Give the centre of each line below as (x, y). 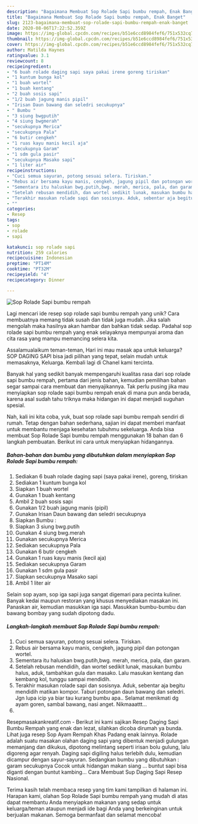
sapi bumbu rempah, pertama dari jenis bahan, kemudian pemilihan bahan (96, 380)
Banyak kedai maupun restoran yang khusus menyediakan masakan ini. (93, 600)
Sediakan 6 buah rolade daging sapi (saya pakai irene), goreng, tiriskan (101, 476)
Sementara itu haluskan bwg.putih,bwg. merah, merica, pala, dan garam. (103, 660)
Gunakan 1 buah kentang (45, 495)
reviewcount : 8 (25, 61)
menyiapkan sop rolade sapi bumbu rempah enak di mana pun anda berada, (99, 392)
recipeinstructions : (32, 171)
